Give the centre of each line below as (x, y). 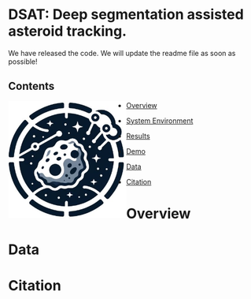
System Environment (160, 121)
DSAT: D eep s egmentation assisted (126, 15)
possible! (23, 62)
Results (138, 136)
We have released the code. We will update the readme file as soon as (122, 53)
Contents (31, 86)
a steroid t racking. (68, 31)
